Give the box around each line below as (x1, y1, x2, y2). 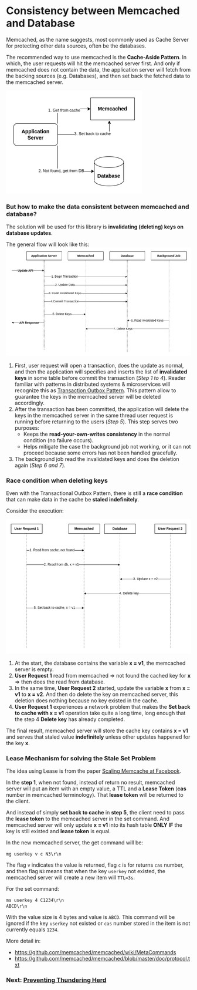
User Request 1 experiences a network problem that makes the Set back (14, 703, 191, 710)
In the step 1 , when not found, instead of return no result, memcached (6, 779, 175, 786)
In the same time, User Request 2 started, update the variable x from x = (14, 684, 191, 691)
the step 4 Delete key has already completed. (14, 715, 125, 723)
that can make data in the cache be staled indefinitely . (6, 496, 140, 503)
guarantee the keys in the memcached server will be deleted (14, 393, 161, 400)
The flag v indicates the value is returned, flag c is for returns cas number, (6, 861, 184, 868)
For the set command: (6, 885, 59, 893)
